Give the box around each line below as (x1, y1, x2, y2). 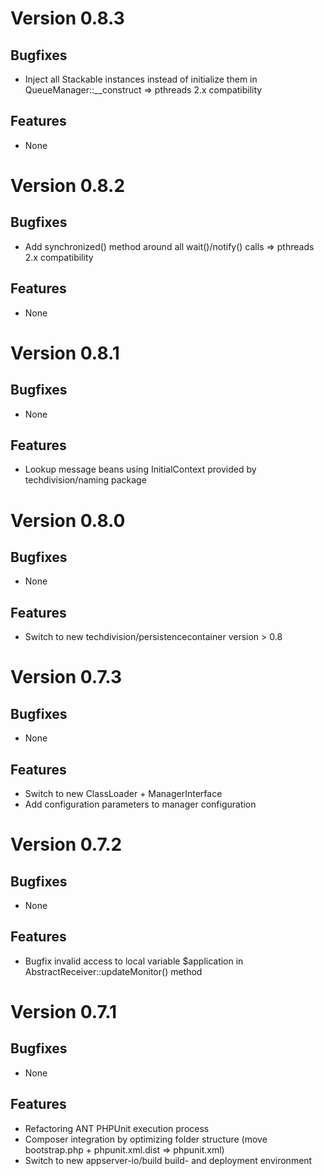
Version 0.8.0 (10, 509, 126, 532)
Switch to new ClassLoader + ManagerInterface (24, 788, 223, 800)
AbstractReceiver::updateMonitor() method (24, 965, 203, 977)
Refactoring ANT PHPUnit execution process (24, 1122, 210, 1134)
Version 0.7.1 (10, 1001, 118, 1024)
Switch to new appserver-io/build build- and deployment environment (24, 1154, 313, 1166)
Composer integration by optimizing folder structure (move (24, 1133, 268, 1145)
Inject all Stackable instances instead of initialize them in (24, 73, 258, 85)
